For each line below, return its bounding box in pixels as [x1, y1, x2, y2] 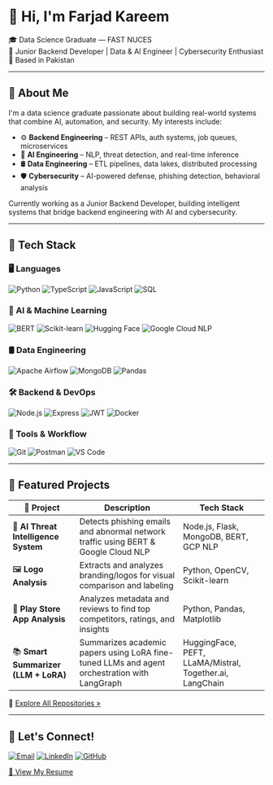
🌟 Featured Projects [8, 478, 110, 492]
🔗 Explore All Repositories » [8, 699, 102, 709]
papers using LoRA [79, 647, 152, 658]
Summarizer [12, 659, 61, 670]
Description [104, 502, 150, 513]
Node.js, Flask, [182, 521, 240, 532]
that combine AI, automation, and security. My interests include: [8, 116, 222, 126]
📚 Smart [12, 646, 48, 657]
